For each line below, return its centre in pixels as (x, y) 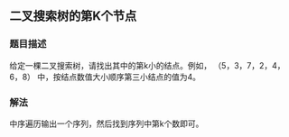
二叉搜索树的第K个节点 (73, 16)
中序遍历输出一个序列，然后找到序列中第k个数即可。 (107, 123)
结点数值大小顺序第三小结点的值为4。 (131, 77)
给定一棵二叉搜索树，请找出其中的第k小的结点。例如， (111, 65)
